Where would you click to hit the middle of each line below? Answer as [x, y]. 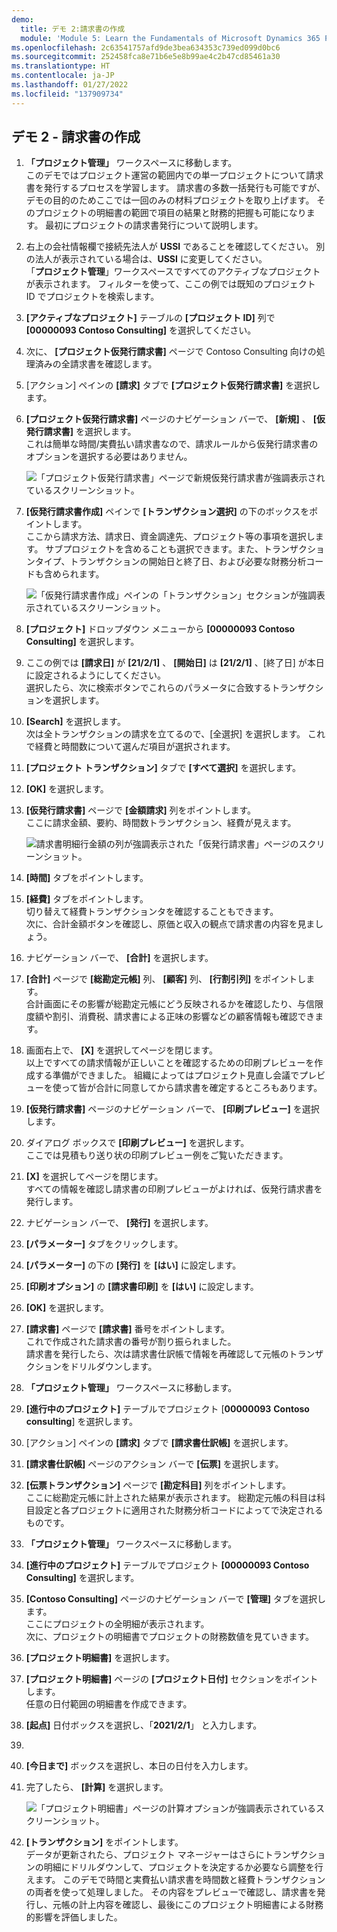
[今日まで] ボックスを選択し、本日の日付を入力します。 [139, 1766]
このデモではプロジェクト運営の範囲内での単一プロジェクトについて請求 [174, 175]
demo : [22, 19]
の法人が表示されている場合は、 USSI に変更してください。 [146, 259]
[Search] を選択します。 [75, 722]
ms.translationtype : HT [61, 66]
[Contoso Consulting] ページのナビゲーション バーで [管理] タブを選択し [175, 1599]
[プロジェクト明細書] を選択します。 [100, 1658]
